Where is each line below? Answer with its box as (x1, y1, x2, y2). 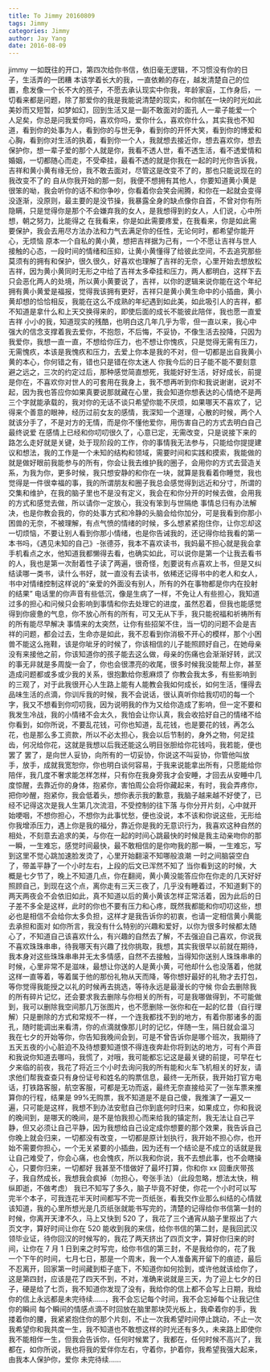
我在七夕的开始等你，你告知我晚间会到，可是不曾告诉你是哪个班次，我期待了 (8, 1033, 262, 1042)
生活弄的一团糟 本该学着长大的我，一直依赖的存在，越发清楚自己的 (22, 75, 243, 85)
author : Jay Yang (8, 34, 67, 43)
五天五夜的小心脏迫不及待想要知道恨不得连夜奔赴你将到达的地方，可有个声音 (8, 1042, 262, 1052)
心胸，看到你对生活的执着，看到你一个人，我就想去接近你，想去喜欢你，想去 (8, 135, 262, 145)
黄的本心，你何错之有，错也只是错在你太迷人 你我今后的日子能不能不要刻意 (8, 357, 257, 367)
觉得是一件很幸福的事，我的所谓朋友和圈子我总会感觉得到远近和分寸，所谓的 (8, 478, 262, 488)
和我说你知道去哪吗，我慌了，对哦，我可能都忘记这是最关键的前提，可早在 (8, 1053, 255, 1062)
